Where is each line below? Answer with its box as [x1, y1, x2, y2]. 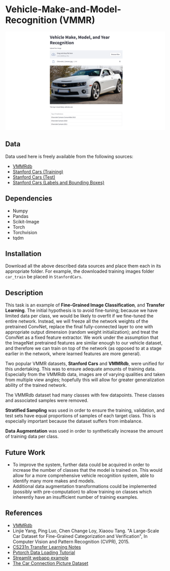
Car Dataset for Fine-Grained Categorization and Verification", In [12, 533, 148, 539]
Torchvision [12, 229, 37, 235]
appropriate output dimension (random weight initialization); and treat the [5, 329, 158, 335]
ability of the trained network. [5, 382, 67, 388]
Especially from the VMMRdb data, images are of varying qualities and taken [5, 372, 165, 378]
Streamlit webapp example [12, 555, 69, 561]
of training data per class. [5, 434, 59, 440]
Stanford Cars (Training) [12, 168, 63, 175]
